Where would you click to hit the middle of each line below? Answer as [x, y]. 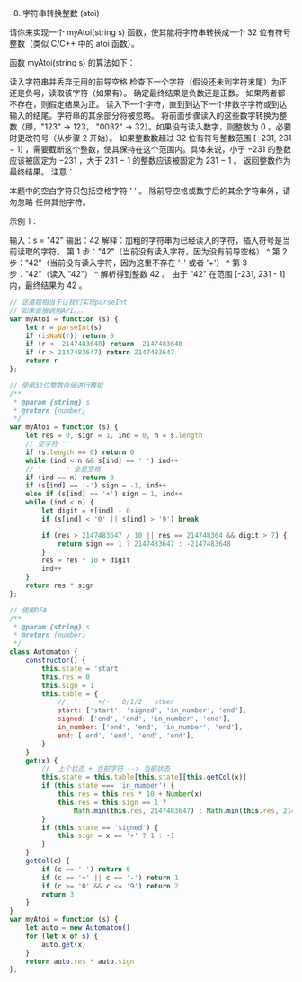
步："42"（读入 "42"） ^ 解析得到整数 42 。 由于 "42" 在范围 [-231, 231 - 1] [147, 274]
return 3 [58, 894]
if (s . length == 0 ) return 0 [80, 452]
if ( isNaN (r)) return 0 [70, 335]
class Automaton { [44, 652]
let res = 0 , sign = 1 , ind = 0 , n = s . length [114, 436]
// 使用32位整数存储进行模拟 [56, 385]
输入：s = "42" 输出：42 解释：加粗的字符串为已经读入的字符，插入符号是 [146, 240]
